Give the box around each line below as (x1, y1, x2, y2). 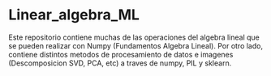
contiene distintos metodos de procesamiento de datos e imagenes (8, 49, 234, 59)
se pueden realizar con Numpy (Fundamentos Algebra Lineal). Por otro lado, (8, 40, 264, 50)
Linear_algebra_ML (8, 6, 140, 24)
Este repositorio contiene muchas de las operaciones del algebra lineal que (8, 32, 260, 42)
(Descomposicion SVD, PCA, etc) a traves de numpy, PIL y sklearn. (8, 58, 232, 68)
